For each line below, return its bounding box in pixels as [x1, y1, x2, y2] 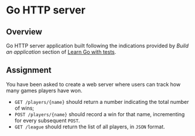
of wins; [14, 104, 35, 111]
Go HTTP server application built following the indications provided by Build [6, 42, 189, 49]
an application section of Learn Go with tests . [6, 48, 117, 55]
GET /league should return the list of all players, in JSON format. [14, 123, 165, 130]
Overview [6, 27, 43, 37]
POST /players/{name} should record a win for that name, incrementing [14, 110, 185, 117]
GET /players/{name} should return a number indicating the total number [14, 98, 189, 105]
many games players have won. [6, 87, 83, 94]
